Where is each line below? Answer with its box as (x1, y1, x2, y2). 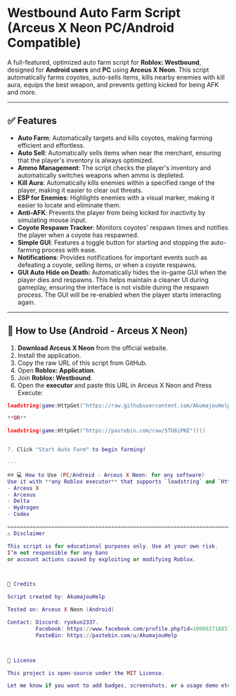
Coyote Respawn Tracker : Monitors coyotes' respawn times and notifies (17, 223, 228, 231)
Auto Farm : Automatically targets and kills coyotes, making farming (17, 134, 213, 142)
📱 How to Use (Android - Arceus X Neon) (7, 325, 188, 337)
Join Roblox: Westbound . (17, 373, 93, 382)
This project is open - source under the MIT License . (7, 669, 165, 676)
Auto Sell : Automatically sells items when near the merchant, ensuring (17, 148, 221, 157)
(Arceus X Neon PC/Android (7, 20, 174, 36)
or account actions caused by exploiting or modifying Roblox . (7, 555, 197, 563)
